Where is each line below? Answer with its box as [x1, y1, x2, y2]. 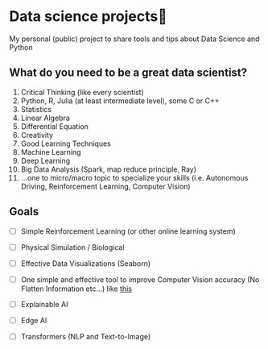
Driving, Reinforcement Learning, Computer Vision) [20, 181, 192, 191]
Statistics [20, 104, 52, 114]
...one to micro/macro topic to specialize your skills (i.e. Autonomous [20, 172, 249, 182]
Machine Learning [20, 147, 81, 156]
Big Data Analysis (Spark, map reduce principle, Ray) [20, 164, 196, 174]
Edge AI [20, 315, 47, 325]
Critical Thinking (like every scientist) [20, 87, 144, 97]
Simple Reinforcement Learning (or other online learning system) [20, 226, 236, 236]
